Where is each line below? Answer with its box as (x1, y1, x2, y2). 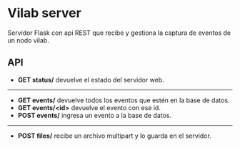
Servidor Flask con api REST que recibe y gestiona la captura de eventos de (7, 28, 231, 37)
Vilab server (7, 5, 82, 21)
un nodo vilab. (7, 36, 50, 44)
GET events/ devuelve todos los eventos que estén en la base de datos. (17, 96, 230, 104)
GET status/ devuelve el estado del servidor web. (17, 75, 164, 84)
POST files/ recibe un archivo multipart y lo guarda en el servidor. (17, 131, 212, 140)
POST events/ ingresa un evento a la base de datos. (17, 111, 172, 119)
